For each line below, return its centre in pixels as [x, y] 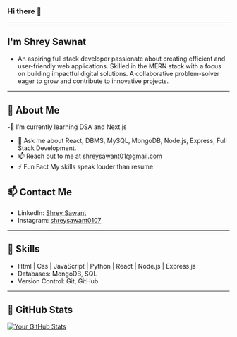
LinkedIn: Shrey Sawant [52, 213]
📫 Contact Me [40, 192]
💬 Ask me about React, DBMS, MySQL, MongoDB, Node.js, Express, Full [122, 140]
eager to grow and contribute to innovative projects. [93, 81]
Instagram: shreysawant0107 [59, 220]
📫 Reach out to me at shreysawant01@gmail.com [90, 156]
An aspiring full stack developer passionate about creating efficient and [121, 59]
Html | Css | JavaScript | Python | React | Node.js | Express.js [107, 266]
